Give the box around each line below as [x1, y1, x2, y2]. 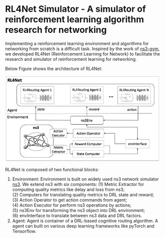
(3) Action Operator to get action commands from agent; [12, 197, 127, 203]
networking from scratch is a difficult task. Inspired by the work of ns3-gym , [5, 46, 160, 52]
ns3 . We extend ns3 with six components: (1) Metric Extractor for [12, 182, 144, 187]
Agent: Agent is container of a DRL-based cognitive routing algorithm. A [12, 218, 159, 224]
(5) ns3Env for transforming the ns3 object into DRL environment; [12, 208, 145, 213]
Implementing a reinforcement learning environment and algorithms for [5, 40, 149, 46]
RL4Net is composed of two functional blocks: [5, 167, 99, 173]
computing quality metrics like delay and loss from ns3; [12, 186, 125, 192]
